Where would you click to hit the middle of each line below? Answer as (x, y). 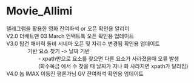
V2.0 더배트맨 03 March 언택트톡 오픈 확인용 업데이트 (70, 36)
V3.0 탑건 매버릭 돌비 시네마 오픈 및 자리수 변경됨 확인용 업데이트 (83, 43)
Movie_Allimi (39, 11)
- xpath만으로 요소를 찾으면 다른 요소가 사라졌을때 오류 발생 (109, 58)
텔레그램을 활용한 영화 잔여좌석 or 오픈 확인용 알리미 (68, 28)
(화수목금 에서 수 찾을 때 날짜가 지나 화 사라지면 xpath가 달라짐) (113, 66)
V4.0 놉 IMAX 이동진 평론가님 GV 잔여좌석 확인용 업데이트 (75, 73)
